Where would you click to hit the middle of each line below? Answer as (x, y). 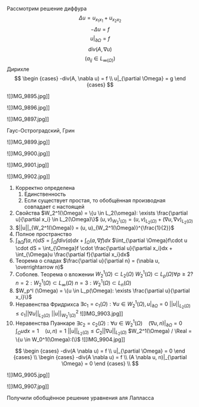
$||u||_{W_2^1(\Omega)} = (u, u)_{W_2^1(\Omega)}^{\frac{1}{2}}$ (94, 228)
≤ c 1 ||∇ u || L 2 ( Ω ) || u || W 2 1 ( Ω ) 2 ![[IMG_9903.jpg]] (69, 314)
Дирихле (18, 69)
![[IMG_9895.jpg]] (28, 96)
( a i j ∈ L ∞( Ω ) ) (100, 59)
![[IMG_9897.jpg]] (28, 119)
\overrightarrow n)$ (39, 267)
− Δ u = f (100, 30)
